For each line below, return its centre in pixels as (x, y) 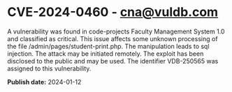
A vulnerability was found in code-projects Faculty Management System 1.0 (116, 31)
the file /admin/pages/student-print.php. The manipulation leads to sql (108, 46)
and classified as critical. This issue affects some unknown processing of (113, 38)
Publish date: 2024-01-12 (44, 82)
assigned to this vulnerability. (49, 68)
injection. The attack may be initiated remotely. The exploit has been (106, 54)
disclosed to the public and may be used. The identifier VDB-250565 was (113, 61)
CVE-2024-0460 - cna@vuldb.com (113, 12)
